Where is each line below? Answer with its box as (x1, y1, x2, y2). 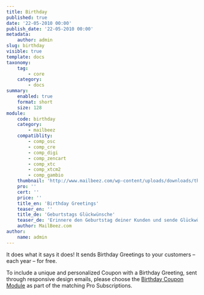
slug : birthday (6, 43, 45, 49)
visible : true (6, 48, 42, 55)
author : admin (17, 37, 53, 43)
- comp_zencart (28, 155, 67, 161)
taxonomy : (6, 59, 32, 65)
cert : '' (17, 189, 39, 195)
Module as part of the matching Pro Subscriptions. (6, 282, 132, 289)
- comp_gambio (28, 172, 64, 179)
